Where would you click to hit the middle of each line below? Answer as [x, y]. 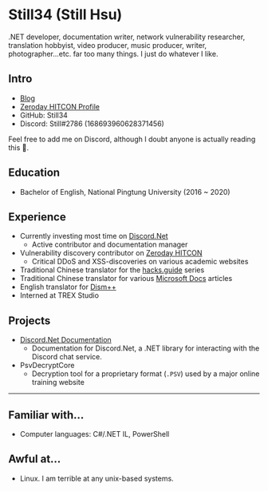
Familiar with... [46, 415]
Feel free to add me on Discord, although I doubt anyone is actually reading [132, 139]
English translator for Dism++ [68, 287]
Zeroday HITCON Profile [59, 106]
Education [34, 173]
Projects [30, 321]
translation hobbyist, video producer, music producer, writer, [108, 45]
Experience [37, 217]
